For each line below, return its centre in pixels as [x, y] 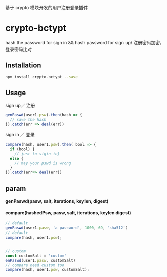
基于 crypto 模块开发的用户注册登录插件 [47, 7]
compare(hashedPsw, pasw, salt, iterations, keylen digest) [68, 213]
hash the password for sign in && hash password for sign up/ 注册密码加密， [85, 42]
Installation [23, 65]
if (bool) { [23, 149]
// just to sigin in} [37, 154]
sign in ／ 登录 [20, 135]
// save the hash [28, 120]
